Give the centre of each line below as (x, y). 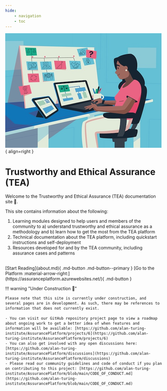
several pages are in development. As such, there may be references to (82, 304)
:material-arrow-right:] (47, 274)
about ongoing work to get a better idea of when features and (72, 324)
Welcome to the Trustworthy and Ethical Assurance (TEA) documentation (80, 196)
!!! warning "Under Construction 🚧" (41, 289)
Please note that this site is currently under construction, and (76, 299)
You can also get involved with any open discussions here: (73, 344)
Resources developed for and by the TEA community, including (77, 248)
